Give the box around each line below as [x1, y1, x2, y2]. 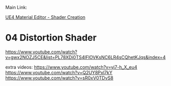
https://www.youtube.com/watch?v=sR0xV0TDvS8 [5, 75, 114, 81]
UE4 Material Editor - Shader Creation [5, 14, 86, 20]
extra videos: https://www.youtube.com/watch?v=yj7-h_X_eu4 [5, 64, 138, 70]
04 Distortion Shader [5, 32, 97, 44]
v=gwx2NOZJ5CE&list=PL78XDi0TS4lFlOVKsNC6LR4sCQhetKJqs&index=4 [5, 54, 166, 60]
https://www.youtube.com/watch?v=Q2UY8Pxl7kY [5, 69, 113, 75]
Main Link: [5, 5, 27, 10]
